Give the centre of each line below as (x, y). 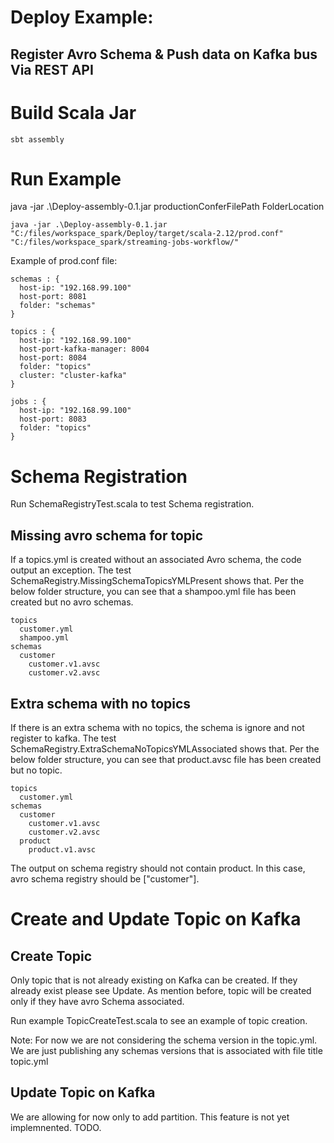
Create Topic (51, 956)
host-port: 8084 (53, 358)
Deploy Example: (82, 17)
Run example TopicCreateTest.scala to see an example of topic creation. (159, 1021)
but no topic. (36, 770)
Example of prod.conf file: (64, 261)
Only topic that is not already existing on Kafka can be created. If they (154, 980)
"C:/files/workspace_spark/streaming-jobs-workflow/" (125, 242)
